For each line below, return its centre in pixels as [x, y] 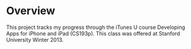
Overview [31, 11]
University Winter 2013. [35, 40]
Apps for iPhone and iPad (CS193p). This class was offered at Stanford [93, 33]
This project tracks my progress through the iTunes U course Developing [96, 27]
